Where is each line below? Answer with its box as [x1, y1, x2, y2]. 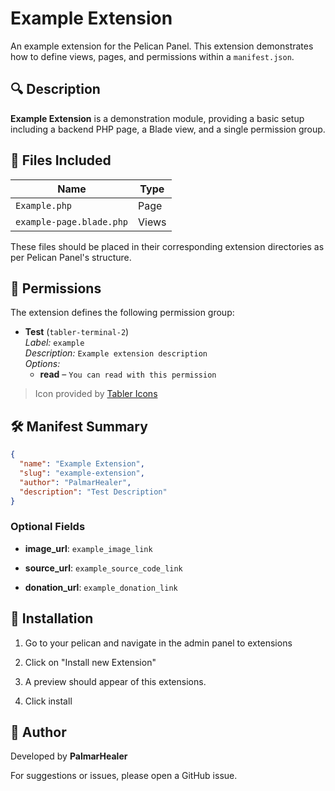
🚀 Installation [10, 610, 94, 627]
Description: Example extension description [24, 347, 208, 359]
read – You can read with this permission [39, 368, 217, 381]
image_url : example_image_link [24, 542, 153, 554]
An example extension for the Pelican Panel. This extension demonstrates [10, 40, 314, 52]
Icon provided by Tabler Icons [34, 388, 158, 400]
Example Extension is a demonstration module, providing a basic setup [10, 112, 305, 124]
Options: [24, 358, 61, 370]
